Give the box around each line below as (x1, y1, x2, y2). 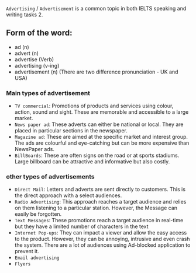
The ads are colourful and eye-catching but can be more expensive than (14, 139, 190, 146)
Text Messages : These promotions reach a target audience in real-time (14, 217, 184, 224)
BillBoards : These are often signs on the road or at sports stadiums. (14, 152, 180, 159)
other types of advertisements (6, 173, 95, 181)
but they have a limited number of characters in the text (14, 223, 149, 230)
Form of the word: (6, 28, 73, 38)
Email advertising (14, 255, 60, 261)
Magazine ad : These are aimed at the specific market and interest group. (14, 134, 188, 141)
